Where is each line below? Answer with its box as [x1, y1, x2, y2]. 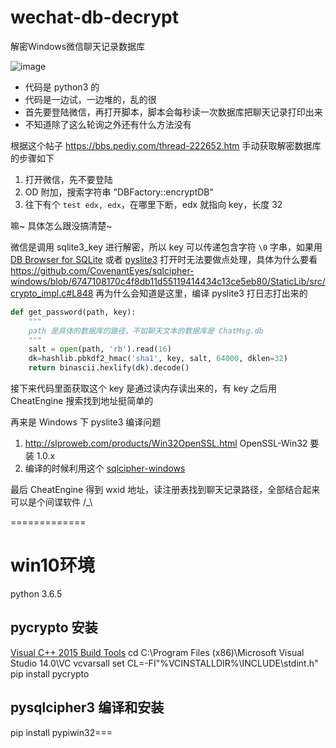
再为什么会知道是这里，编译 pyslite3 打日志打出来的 [95, 287, 308, 299]
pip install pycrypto [10, 667, 90, 680]
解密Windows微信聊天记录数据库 [10, 40, 146, 52]
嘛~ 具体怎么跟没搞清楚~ [10, 219, 113, 231]
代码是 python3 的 [24, 81, 100, 93]
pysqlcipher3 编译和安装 [10, 699, 165, 716]
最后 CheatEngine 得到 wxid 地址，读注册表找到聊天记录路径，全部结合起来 [10, 484, 321, 496]
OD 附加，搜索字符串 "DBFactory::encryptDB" [24, 186, 215, 198]
